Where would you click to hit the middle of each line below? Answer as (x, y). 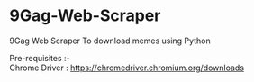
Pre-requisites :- (40, 58)
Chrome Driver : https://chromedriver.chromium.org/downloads (127, 68)
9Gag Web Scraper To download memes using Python (110, 41)
